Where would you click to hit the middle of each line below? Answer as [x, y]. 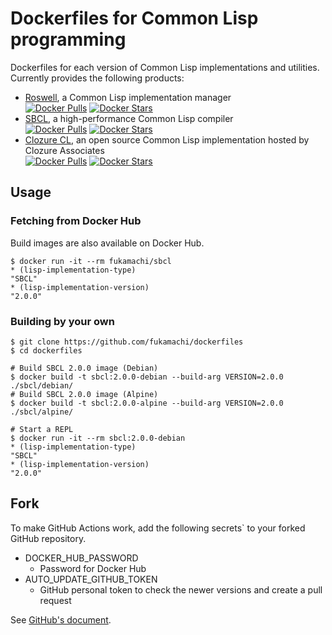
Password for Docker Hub [93, 568]
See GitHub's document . [61, 619]
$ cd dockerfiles [46, 350]
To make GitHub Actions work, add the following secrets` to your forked [158, 528]
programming [68, 39]
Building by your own [62, 321]
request [55, 600]
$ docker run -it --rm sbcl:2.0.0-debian [98, 438]
